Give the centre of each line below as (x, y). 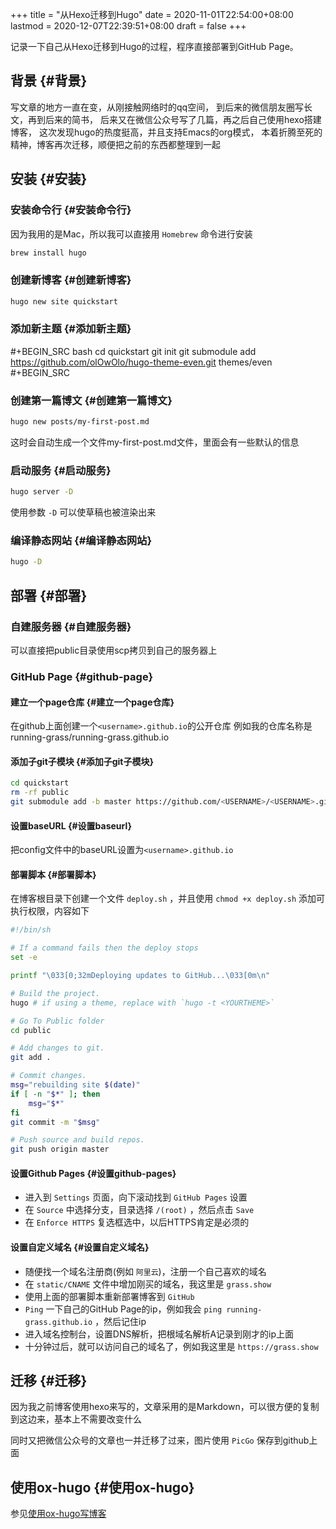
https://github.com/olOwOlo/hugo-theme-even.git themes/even (141, 362)
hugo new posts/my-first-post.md (80, 422)
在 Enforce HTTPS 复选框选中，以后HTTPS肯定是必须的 (137, 1222)
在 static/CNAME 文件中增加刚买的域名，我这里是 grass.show (148, 1284)
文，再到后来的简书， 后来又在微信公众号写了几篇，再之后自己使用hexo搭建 (166, 119)
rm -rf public (40, 793)
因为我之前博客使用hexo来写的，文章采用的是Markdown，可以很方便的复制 (165, 1407)
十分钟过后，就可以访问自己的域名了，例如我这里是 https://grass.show (171, 1346)
